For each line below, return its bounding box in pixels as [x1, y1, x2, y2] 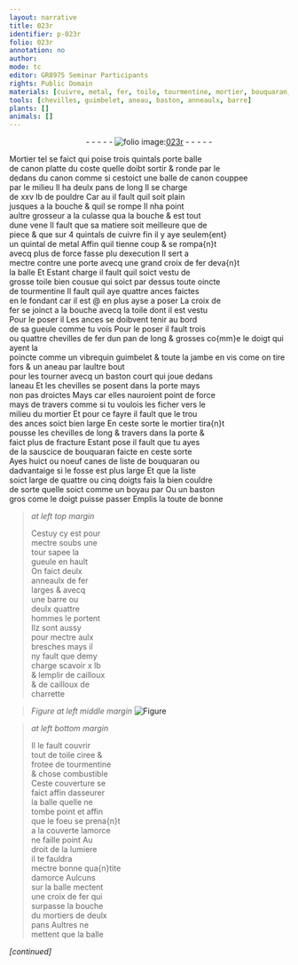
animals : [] [9, 112, 53, 121]
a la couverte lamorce [30, 825, 111, 836]
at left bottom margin [30, 723, 109, 734]
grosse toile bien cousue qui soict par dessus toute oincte [9, 276, 221, 287]
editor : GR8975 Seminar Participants [9, 71, 149, 80]
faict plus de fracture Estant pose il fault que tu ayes [9, 437, 200, 448]
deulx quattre [30, 603, 80, 614]
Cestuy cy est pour [30, 528, 101, 538]
